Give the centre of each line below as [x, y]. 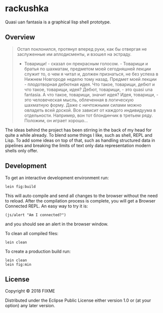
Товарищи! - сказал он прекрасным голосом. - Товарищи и [86, 63]
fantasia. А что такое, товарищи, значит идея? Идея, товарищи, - [91, 94]
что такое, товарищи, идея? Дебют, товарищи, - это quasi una [88, 89]
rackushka [27, 9]
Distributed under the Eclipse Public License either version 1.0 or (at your [78, 300]
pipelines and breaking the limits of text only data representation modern [78, 145]
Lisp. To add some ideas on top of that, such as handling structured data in [80, 140]
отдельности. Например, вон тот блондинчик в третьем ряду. [89, 115]
